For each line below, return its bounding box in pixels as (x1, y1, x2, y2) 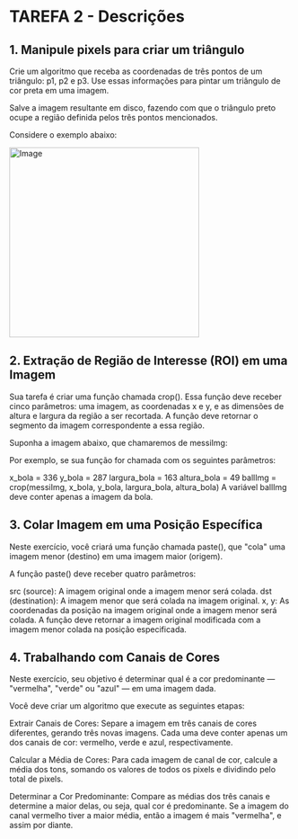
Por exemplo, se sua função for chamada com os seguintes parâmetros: (9, 454, 276, 465)
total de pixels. (9, 773, 64, 784)
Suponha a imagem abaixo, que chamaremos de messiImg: (9, 437, 228, 448)
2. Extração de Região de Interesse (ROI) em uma (9, 353, 288, 369)
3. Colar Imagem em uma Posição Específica (9, 517, 263, 532)
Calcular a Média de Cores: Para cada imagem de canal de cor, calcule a (9, 754, 278, 765)
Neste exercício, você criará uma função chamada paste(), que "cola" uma (9, 541, 285, 552)
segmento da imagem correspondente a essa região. (9, 420, 205, 431)
